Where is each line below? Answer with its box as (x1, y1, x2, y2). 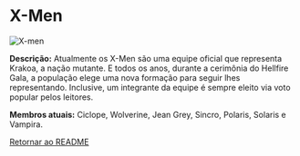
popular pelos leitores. (9, 92, 94, 102)
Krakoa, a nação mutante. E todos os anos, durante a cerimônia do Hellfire (9, 63, 289, 73)
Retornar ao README (9, 136, 89, 147)
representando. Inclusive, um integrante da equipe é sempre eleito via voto (9, 82, 291, 93)
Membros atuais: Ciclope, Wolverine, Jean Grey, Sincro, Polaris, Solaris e (9, 109, 287, 120)
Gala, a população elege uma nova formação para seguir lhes (9, 72, 241, 83)
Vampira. (9, 119, 44, 130)
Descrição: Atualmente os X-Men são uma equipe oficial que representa (9, 53, 283, 63)
